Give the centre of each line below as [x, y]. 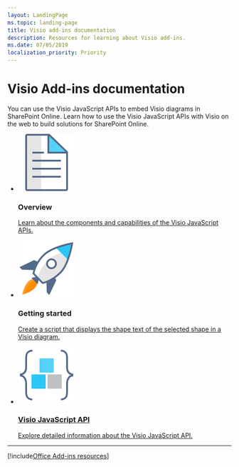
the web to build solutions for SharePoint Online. [78, 124]
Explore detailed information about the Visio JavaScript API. [105, 435]
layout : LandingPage [38, 15]
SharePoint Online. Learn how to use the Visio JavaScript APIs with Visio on [118, 116]
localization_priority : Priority [57, 53]
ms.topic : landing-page [43, 22]
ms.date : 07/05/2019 [38, 45]
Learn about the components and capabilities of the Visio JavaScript [118, 223]
